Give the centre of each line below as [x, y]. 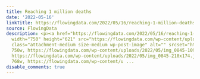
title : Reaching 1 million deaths [49, 12]
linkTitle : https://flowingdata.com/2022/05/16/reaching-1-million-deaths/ [102, 23]
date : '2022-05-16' [30, 17]
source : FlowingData [32, 28]
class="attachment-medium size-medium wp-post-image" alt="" [89, 45]
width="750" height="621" [44, 39]
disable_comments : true [36, 67]
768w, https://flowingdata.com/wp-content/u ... [73, 61]
